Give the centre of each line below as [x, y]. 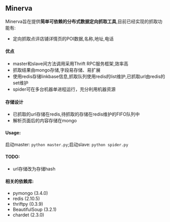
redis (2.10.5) [26, 198]
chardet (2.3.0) [28, 215]
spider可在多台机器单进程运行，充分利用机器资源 [64, 90]
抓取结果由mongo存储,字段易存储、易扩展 [56, 70]
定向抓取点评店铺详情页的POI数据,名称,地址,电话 [63, 38]
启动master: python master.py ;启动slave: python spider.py [67, 145]
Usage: [13, 132]
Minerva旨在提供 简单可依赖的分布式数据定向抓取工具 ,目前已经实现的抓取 [82, 21]
